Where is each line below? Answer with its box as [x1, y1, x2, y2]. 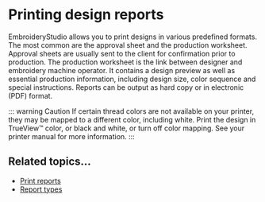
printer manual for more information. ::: [8, 131, 135, 141]
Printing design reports [8, 6, 164, 24]
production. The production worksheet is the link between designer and [8, 57, 243, 67]
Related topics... [8, 155, 91, 169]
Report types [19, 185, 63, 194]
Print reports [19, 176, 61, 185]
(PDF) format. [8, 91, 53, 100]
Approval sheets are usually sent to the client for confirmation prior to [8, 49, 236, 58]
